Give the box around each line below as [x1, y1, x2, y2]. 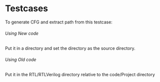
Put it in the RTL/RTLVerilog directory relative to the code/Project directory [5, 72, 155, 78]
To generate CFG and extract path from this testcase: [5, 19, 113, 25]
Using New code [5, 30, 39, 36]
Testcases [5, 3, 48, 14]
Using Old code [5, 57, 37, 62]
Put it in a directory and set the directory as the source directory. [5, 45, 136, 51]
